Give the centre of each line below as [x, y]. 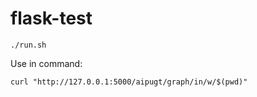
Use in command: [46, 63]
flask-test [51, 18]
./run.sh [28, 45]
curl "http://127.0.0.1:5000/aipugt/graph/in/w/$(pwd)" [129, 82]
